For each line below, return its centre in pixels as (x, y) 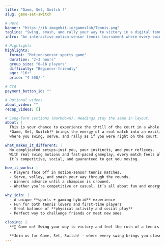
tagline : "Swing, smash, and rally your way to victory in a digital (78, 32)
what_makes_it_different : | (34, 145)
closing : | (16, 222)
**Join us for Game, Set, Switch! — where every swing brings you (79, 236)
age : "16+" (21, 73)
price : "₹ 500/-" (27, 78)
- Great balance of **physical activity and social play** (71, 209)
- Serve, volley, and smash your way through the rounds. (70, 177)
